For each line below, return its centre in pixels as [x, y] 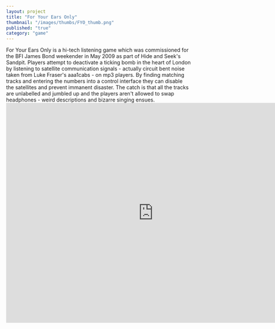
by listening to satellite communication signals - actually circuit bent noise [95, 69]
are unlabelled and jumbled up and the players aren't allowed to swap [90, 94]
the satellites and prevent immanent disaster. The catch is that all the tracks [98, 87]
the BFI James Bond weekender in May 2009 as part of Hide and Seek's [93, 56]
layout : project [26, 11]
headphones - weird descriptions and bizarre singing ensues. [81, 100]
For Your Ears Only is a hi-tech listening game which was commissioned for [98, 50]
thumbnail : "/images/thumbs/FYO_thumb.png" [60, 22]
